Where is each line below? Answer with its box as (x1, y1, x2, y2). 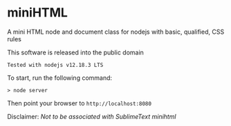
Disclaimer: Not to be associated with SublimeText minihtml (7, 112, 176, 120)
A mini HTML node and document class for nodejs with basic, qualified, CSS (7, 28, 225, 36)
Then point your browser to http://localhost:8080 (7, 98, 152, 107)
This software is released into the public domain (7, 48, 144, 56)
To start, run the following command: (7, 74, 113, 82)
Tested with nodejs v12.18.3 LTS (7, 61, 104, 68)
